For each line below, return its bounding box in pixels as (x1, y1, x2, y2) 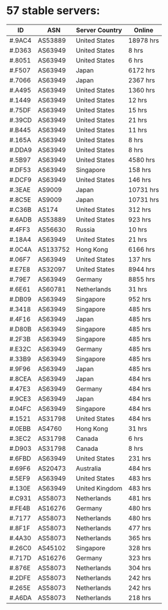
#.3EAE (9, 185, 31, 194)
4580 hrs (128, 156, 155, 164)
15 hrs (128, 105, 148, 114)
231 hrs (128, 454, 152, 462)
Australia (75, 464, 101, 472)
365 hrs (128, 533, 152, 542)
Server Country (76, 26, 122, 34)
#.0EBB (9, 424, 31, 432)
